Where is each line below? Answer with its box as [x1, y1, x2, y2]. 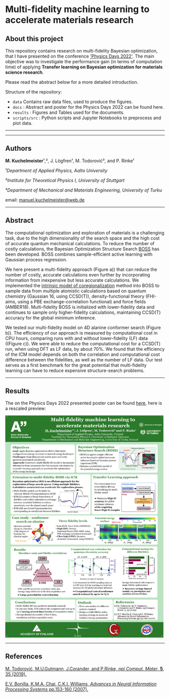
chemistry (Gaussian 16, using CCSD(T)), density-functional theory [5, 293, 145, 299]
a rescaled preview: [5, 405, 47, 411]
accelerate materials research [5, 14, 134, 26]
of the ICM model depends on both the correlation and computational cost [5, 351, 160, 357]
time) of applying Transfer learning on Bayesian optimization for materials [5, 64, 163, 70]
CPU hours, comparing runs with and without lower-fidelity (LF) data [5, 335, 148, 341]
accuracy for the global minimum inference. [5, 314, 96, 320]
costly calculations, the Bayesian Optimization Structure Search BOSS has [5, 246, 159, 252]
